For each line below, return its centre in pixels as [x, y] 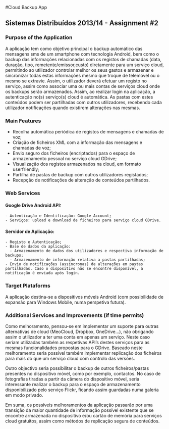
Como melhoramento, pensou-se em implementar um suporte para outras [82, 326]
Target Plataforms [28, 286]
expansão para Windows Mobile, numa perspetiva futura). [66, 302]
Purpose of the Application [39, 37]
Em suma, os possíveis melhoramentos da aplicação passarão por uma [79, 405]
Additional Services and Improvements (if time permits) [75, 315]
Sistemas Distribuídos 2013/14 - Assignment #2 [82, 23]
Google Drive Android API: [33, 205]
